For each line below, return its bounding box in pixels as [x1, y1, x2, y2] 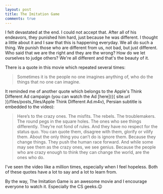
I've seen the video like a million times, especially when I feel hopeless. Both [5, 164, 158, 170]
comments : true [5, 16, 36, 21]
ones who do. [17, 155, 45, 161]
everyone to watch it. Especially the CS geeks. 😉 [5, 184, 103, 190]
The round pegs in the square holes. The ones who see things [17, 118, 142, 124]
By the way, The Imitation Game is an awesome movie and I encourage [5, 178, 147, 184]
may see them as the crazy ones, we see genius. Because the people [17, 144, 156, 150]
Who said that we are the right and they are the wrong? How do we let [5, 50, 145, 56]
